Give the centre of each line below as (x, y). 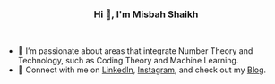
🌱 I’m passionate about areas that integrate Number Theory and (135, 51)
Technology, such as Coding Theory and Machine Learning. (128, 61)
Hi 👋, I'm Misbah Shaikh (146, 14)
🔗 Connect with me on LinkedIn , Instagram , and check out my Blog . (142, 70)
